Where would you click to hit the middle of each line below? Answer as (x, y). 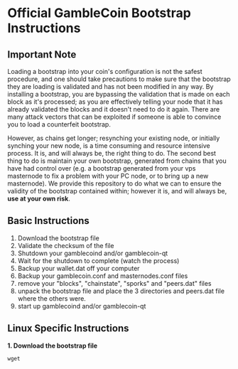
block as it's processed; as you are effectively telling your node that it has (115, 102)
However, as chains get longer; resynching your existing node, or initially (114, 138)
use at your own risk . (39, 198)
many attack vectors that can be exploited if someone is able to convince (114, 117)
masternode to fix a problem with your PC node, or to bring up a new (108, 176)
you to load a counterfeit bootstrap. (59, 124)
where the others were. (52, 298)
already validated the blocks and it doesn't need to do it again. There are (114, 109)
